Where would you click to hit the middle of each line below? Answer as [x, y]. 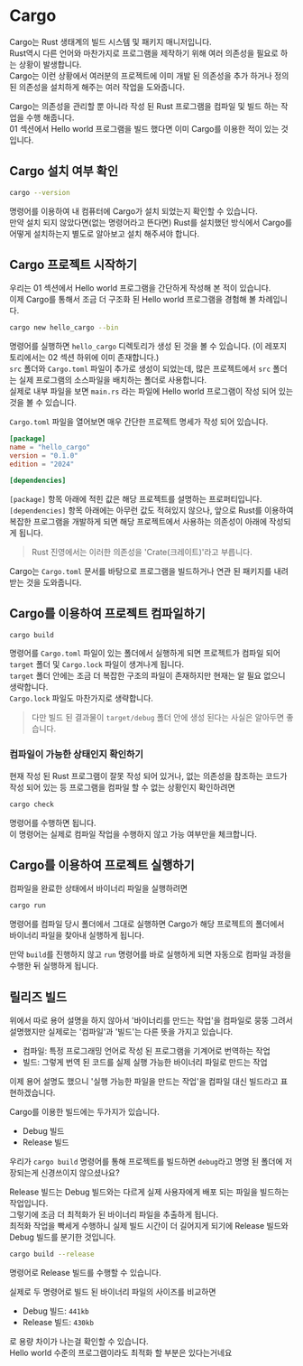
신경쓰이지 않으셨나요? [80, 1173]
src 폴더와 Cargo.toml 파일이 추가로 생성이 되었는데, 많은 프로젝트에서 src [140, 369]
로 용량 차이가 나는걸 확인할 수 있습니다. [79, 1341]
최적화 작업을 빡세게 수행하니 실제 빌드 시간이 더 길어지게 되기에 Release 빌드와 [149, 1226]
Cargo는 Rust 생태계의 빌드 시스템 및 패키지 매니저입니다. [110, 42]
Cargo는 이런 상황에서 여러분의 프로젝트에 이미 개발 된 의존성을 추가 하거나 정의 [149, 75]
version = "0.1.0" [44, 456]
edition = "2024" [42, 464]
